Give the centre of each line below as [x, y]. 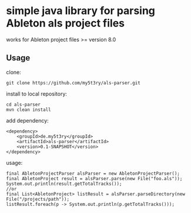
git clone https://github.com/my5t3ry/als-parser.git [73, 83]
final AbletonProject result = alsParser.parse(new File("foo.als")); [94, 178]
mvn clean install [29, 110]
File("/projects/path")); [38, 199]
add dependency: [27, 120]
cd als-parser [24, 104]
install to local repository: [37, 94]
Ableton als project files [66, 23]
